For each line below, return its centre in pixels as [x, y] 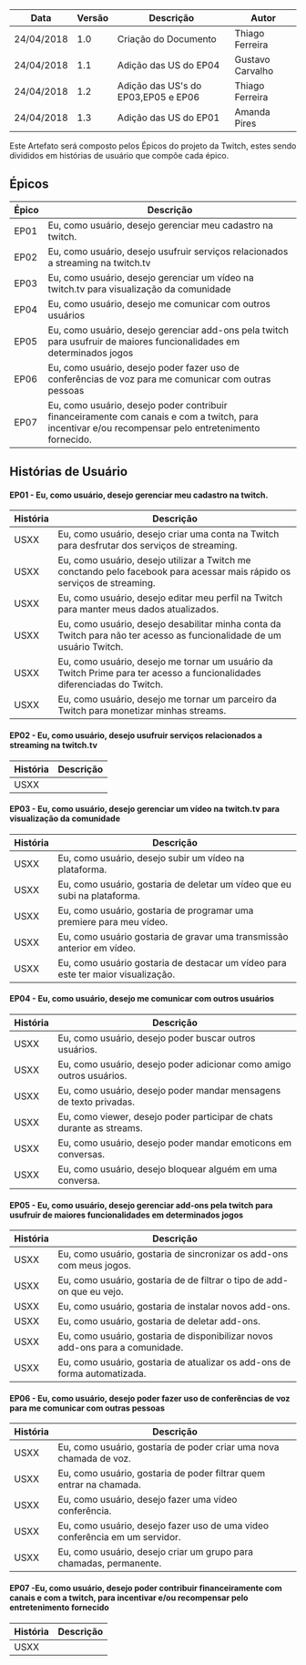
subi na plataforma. [99, 895]
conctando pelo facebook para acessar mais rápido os [174, 571]
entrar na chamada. [99, 1485]
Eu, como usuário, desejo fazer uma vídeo [148, 1500]
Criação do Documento [167, 39]
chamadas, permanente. [110, 1564]
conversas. [82, 1155]
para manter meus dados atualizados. [138, 610]
